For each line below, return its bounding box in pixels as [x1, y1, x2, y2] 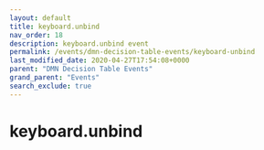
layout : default [9, 13, 71, 23]
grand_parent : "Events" [9, 73, 100, 82]
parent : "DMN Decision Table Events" [9, 65, 153, 74]
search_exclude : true [9, 81, 92, 91]
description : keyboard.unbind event [9, 38, 149, 48]
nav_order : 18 [9, 30, 64, 39]
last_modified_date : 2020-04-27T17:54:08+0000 [9, 56, 190, 65]
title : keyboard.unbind [9, 22, 100, 31]
